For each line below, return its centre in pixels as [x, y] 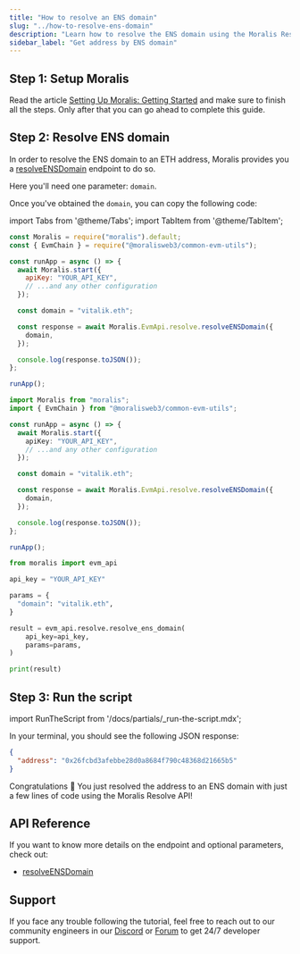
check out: [29, 855]
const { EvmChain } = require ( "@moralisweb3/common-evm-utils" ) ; [133, 245]
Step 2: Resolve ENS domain [90, 138]
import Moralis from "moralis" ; [69, 400]
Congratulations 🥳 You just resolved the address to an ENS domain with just [148, 786]
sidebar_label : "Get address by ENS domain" [93, 42]
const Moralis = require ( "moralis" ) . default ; [95, 237]
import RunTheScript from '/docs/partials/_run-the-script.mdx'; [125, 718]
